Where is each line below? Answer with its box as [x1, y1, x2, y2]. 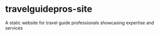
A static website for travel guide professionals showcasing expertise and [5, 20, 155, 26]
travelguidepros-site [5, 3, 92, 15]
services [5, 25, 23, 31]
